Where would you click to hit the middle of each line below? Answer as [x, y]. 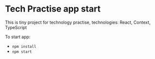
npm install [24, 46]
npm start [22, 52]
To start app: [18, 37]
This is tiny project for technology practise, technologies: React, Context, [78, 22]
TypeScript [16, 27]
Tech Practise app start [53, 9]
